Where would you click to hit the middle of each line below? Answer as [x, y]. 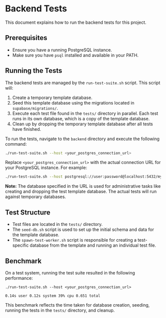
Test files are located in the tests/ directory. [57, 224]
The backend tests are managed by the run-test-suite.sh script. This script [83, 83]
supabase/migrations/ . [35, 108]
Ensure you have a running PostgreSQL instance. [62, 50]
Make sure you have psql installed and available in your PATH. [75, 55]
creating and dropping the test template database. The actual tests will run [81, 192]
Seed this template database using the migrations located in [73, 103]
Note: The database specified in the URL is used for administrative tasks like [83, 186]
